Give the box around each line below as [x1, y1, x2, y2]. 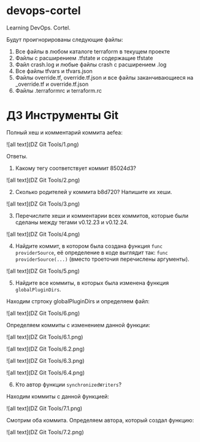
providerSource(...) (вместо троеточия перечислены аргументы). [15, 255, 190, 263]
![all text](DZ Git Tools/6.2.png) [6, 345, 85, 352]
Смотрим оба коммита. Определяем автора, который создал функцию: [6, 416, 194, 424]
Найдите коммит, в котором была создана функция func [15, 242, 163, 249]
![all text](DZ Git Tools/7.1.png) [6, 405, 83, 412]
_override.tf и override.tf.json [15, 80, 89, 88]
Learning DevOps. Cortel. [6, 24, 71, 31]
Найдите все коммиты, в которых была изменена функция [15, 279, 169, 286]
